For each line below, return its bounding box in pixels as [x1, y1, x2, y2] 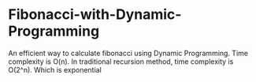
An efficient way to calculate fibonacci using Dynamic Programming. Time [8, 48, 248, 58]
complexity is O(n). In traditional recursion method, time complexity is [8, 57, 234, 66]
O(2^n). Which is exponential [8, 65, 102, 74]
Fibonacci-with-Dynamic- [8, 6, 182, 24]
